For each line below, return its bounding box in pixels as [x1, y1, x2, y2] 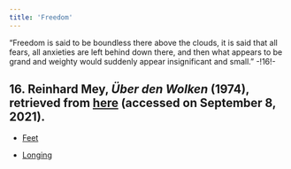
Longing [21, 150, 53, 160]
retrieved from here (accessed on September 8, [9, 96, 277, 111]
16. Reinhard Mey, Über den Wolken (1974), [9, 81, 249, 97]
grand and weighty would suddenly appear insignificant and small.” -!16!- [9, 56, 276, 66]
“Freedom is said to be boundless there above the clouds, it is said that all [9, 37, 279, 48]
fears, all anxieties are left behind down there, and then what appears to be [9, 46, 283, 58]
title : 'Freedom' [9, 12, 73, 22]
